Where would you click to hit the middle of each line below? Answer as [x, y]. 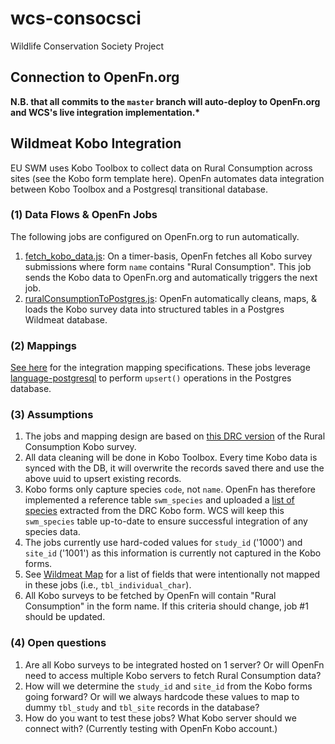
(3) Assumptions [52, 415]
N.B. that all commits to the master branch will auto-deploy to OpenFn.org [165, 101]
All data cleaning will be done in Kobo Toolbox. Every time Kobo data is [171, 458]
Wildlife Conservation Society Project [87, 46]
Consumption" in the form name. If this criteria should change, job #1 [166, 606]
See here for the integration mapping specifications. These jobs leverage [160, 368]
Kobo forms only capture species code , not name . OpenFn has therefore [170, 489]
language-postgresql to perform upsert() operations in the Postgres [151, 378]
